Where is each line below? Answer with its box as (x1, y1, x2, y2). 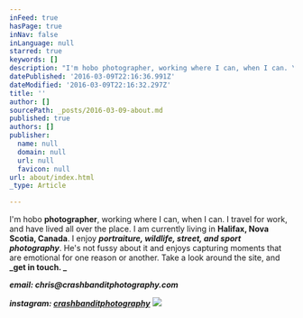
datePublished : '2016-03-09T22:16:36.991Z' (9, 72, 176, 81)
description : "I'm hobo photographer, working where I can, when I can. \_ (9, 64, 300, 73)
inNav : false (9, 30, 59, 39)
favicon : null (17, 164, 70, 173)
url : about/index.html (9, 173, 95, 182)
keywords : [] (9, 55, 59, 64)
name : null (17, 139, 59, 148)
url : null (17, 155, 54, 165)
